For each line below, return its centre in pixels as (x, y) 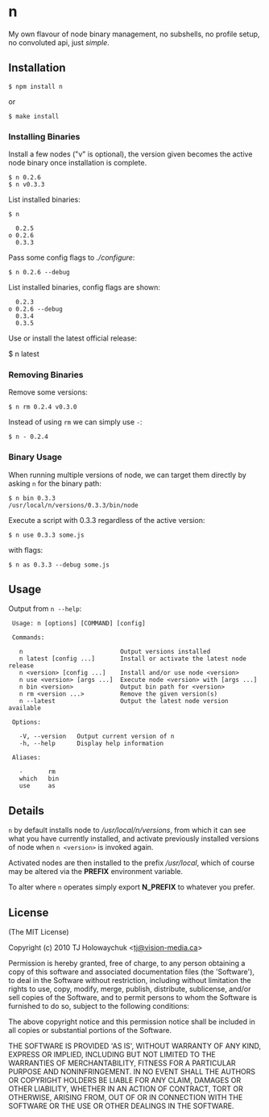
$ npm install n (35, 86)
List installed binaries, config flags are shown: (85, 287)
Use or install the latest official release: (73, 338)
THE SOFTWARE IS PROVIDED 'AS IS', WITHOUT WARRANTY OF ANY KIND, (135, 1046)
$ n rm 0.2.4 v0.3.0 (43, 407)
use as (37, 786)
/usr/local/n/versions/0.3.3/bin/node (73, 505)
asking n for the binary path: (55, 483)
